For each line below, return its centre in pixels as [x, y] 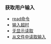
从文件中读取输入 [29, 37]
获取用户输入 [20, 7]
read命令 [21, 19]
